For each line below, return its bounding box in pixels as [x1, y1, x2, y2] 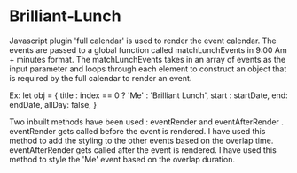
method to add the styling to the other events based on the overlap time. [9, 135, 274, 146]
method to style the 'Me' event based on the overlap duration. [9, 154, 235, 164]
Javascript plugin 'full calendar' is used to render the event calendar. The [9, 35, 277, 46]
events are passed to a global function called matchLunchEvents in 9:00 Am [9, 44, 287, 55]
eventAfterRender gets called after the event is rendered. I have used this [9, 144, 277, 155]
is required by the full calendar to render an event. [9, 72, 192, 83]
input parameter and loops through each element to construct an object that [9, 64, 287, 74]
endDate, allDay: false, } [9, 99, 98, 109]
